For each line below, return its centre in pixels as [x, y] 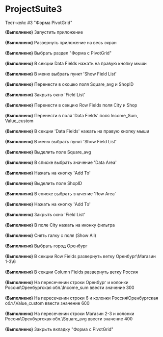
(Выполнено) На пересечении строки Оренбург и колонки [67, 282]
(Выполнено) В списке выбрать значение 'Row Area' [61, 194]
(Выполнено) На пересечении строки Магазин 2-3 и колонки [70, 313]
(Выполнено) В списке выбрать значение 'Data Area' [61, 162]
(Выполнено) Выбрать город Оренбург [46, 246]
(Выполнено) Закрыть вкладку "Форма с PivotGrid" [59, 329]
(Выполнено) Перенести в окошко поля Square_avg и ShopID [69, 84]
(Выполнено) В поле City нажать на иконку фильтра [60, 225]
